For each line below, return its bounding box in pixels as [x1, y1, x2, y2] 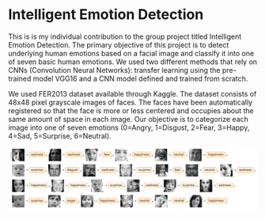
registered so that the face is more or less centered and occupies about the [8, 105, 255, 116]
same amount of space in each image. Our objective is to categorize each [8, 114, 249, 123]
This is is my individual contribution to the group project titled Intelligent [8, 32, 242, 41]
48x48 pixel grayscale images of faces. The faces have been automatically [8, 97, 253, 107]
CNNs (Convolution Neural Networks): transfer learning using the [8, 65, 221, 74]
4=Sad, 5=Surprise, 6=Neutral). [8, 131, 112, 140]
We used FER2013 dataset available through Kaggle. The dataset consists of [8, 89, 257, 98]
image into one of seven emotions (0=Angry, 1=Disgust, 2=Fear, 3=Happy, [8, 123, 250, 132]
